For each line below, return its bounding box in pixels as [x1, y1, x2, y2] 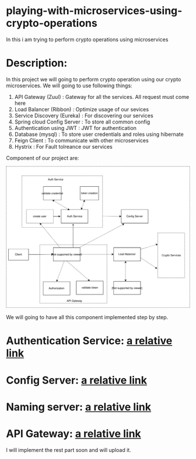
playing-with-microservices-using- [6, 4, 183, 18]
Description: [6, 57, 68, 70]
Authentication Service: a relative [6, 334, 173, 348]
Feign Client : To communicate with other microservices [14, 136, 149, 144]
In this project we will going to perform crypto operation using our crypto [6, 76, 181, 83]
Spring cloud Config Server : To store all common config [14, 118, 150, 125]
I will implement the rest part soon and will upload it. [6, 446, 131, 453]
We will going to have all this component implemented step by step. [6, 314, 169, 321]
